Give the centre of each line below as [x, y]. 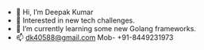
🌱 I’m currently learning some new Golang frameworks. [106, 29]
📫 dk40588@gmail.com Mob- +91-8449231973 [94, 37]
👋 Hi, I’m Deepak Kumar [54, 12]
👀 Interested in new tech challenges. [75, 20]
